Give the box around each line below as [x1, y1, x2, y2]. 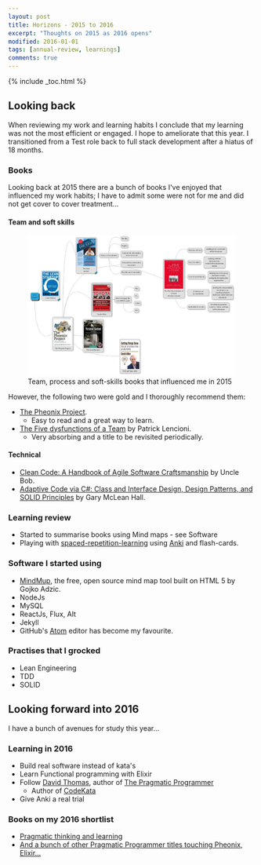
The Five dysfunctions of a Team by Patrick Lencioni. [19, 424, 192, 433]
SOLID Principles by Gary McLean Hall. [19, 492, 146, 502]
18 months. [8, 145, 44, 155]
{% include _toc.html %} [8, 77, 87, 86]
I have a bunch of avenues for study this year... [8, 723, 160, 733]
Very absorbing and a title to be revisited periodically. [31, 432, 204, 441]
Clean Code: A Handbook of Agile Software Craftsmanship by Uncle [19, 467, 239, 476]
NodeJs [19, 593, 45, 602]
